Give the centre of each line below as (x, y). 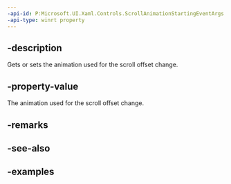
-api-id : (20, 13)
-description (35, 48)
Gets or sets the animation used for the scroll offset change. (93, 65)
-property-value (43, 86)
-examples (31, 172)
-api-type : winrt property (46, 20)
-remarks (28, 125)
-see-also (29, 148)
